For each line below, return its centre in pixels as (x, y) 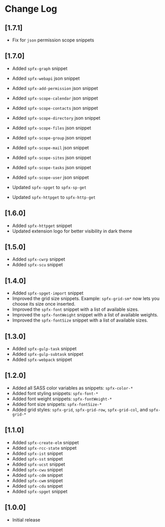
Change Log (31, 9)
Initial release (26, 520)
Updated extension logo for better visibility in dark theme (72, 231)
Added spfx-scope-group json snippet (52, 138)
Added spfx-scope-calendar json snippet (55, 98)
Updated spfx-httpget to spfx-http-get (54, 197)
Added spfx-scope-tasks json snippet (52, 167)
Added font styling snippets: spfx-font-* (55, 393)
